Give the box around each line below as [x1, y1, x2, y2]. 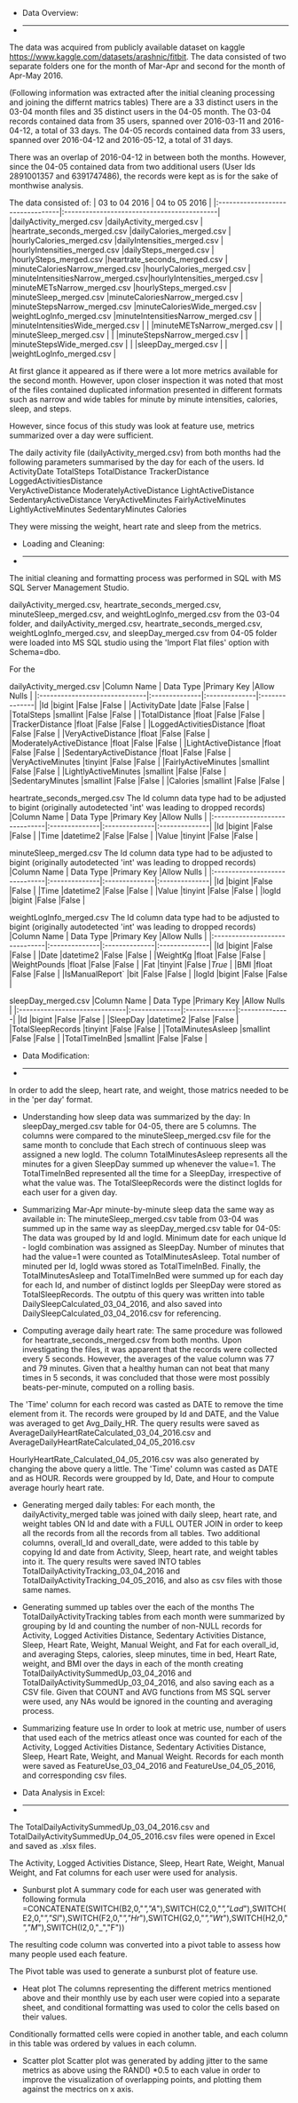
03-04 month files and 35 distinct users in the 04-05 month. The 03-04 [9, 107, 271, 116]
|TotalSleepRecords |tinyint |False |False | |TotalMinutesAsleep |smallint [9, 1024, 271, 1034]
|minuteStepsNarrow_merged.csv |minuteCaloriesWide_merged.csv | [9, 301, 263, 312]
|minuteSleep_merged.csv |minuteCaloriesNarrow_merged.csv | [9, 292, 244, 302]
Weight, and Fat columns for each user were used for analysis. [9, 1868, 238, 1877]
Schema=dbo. [9, 647, 61, 657]
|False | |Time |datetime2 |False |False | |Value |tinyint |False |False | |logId [9, 886, 281, 896]
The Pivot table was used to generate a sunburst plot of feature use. [9, 1966, 259, 1976]
